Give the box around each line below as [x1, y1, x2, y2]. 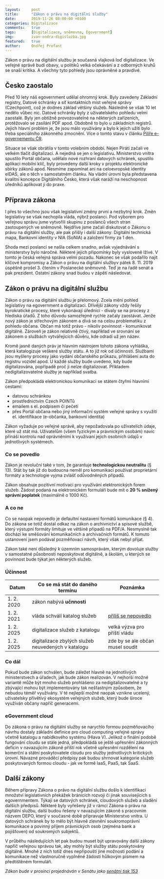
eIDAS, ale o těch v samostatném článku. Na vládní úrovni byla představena [5, 171, 157, 177]
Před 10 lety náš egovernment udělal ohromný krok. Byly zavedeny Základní [5, 94, 158, 100]
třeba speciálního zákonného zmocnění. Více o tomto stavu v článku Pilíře [5, 130, 154, 137]
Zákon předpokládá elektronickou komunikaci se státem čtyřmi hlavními [5, 378, 149, 384]
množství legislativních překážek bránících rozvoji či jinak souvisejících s [5, 792, 151, 798]
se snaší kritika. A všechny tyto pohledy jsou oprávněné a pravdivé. [5, 67, 141, 73]
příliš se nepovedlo [108, 612, 152, 619]
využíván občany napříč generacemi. [5, 700, 80, 706]
